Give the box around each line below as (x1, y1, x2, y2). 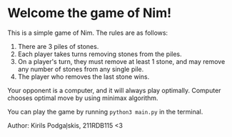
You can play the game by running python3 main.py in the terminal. (7, 107, 203, 116)
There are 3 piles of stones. (17, 42, 99, 50)
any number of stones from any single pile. (17, 65, 144, 73)
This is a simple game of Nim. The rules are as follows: (7, 28, 168, 37)
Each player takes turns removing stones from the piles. (17, 50, 182, 58)
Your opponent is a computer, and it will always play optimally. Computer (7, 86, 221, 94)
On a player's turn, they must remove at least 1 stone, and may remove (17, 57, 226, 65)
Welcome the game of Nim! (7, 5, 172, 21)
